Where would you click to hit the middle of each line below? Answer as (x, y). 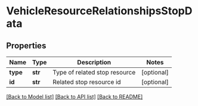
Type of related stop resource (94, 72)
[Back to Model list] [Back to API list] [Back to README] (75, 97)
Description (94, 62)
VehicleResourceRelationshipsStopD (99, 11)
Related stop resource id (87, 82)
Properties (26, 46)
